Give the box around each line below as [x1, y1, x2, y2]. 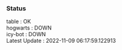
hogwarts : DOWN [6, 24, 52, 31]
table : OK [6, 18, 32, 25]
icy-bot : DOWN [6, 31, 46, 38]
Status [6, 4, 26, 13]
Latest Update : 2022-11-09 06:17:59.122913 [6, 37, 117, 45]
